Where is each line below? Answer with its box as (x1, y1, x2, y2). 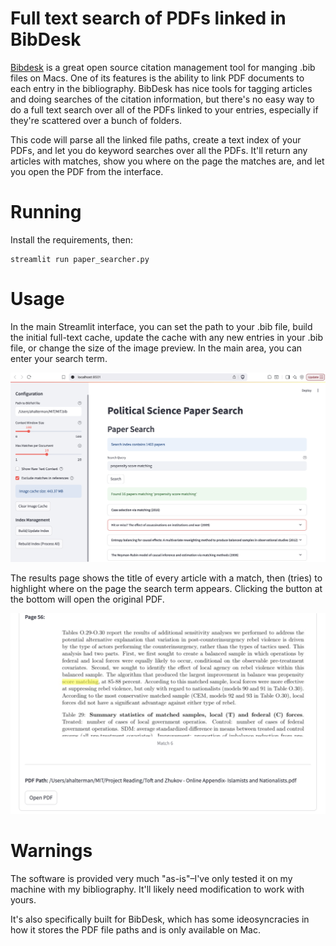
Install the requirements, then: (10, 233, 134, 246)
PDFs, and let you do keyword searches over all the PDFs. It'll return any (10, 144, 308, 156)
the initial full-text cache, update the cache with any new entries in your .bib (10, 331, 324, 343)
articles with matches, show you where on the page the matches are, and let (10, 155, 325, 167)
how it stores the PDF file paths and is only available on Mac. (10, 923, 261, 936)
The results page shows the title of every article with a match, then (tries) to (10, 572, 323, 584)
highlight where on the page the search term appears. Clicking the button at (10, 583, 323, 595)
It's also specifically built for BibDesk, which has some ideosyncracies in (10, 913, 310, 925)
